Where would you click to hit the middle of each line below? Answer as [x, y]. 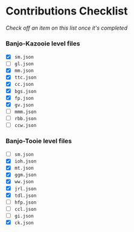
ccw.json [25, 125]
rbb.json [25, 118]
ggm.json [25, 175]
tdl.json [25, 195]
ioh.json [25, 161]
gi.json [24, 216]
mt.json [24, 168]
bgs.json [25, 91]
